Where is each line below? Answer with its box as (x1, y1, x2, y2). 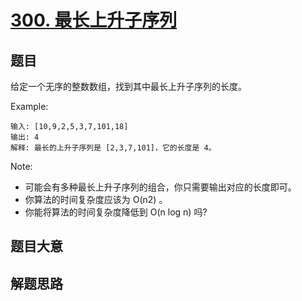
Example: (10, 101, 49, 112)
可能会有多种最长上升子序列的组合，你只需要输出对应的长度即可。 (24, 181, 297, 193)
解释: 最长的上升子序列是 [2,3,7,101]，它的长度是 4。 (10, 143, 217, 153)
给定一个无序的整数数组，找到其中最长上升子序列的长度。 (10, 81, 247, 92)
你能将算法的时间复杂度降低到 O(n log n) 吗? (24, 206, 208, 218)
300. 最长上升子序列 (10, 9, 178, 32)
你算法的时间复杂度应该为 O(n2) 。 (24, 194, 168, 205)
